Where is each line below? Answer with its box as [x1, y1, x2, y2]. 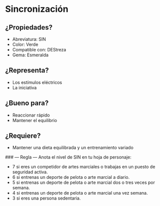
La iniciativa [12, 84, 37, 90]
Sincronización [5, 3, 68, 15]
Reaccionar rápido [12, 112, 50, 118]
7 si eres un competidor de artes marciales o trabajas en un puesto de [12, 164, 156, 170]
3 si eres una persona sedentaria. [12, 195, 81, 201]
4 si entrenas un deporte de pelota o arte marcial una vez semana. [12, 190, 148, 196]
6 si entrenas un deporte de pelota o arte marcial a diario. [12, 174, 130, 180]
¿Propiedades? [5, 23, 53, 32]
